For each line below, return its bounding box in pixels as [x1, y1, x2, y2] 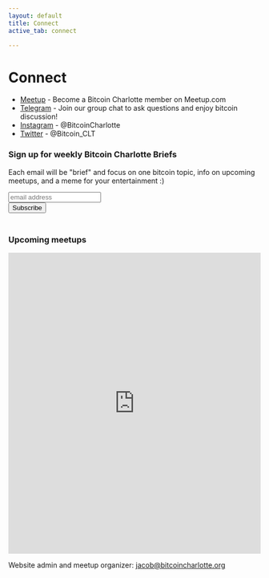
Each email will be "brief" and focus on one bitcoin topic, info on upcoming [8, 167, 255, 177]
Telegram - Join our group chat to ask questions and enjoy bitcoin [19, 104, 238, 113]
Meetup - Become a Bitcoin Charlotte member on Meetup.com [19, 95, 227, 104]
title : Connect [8, 19, 59, 27]
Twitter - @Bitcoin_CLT [19, 129, 96, 139]
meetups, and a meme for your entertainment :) [8, 176, 165, 185]
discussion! [19, 112, 58, 121]
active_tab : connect [8, 26, 78, 35]
